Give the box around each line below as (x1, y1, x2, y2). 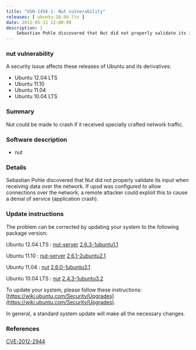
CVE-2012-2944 (6, 338, 45, 345)
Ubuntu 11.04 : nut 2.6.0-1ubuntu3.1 (6, 263, 90, 270)
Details (6, 163, 27, 171)
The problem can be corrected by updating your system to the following (6, 223, 179, 230)
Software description (6, 135, 68, 143)
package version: (6, 229, 48, 236)
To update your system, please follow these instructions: (6, 286, 142, 293)
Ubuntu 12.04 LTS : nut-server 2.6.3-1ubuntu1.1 (6, 241, 118, 248)
